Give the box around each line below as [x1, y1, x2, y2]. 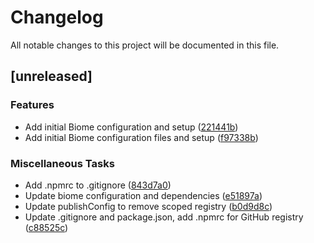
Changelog [10, 6, 104, 29]
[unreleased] [10, 68, 93, 85]
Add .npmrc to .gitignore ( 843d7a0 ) [24, 179, 172, 191]
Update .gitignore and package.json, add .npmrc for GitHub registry [24, 211, 304, 223]
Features [10, 98, 55, 112]
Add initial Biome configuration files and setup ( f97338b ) [24, 131, 259, 143]
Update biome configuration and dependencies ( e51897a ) [24, 189, 263, 201]
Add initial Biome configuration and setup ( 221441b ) [24, 121, 239, 133]
